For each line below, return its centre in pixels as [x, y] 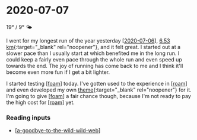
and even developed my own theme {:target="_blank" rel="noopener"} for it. [99, 90]
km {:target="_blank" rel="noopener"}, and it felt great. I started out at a [93, 47]
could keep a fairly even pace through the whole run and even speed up [94, 59]
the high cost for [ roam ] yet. [41, 102]
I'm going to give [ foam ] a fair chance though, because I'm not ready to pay [99, 96]
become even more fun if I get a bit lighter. [58, 72]
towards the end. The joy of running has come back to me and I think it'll [95, 66]
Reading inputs [28, 118]
